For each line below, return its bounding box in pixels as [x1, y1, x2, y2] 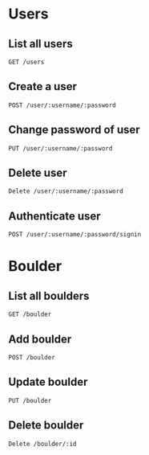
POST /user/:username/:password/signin [8, 231, 142, 239]
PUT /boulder [8, 396, 52, 404]
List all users [8, 37, 74, 51]
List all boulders [8, 289, 90, 302]
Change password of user [8, 123, 140, 137]
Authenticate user [8, 209, 102, 223]
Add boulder [8, 332, 72, 346]
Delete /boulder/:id [8, 440, 78, 448]
